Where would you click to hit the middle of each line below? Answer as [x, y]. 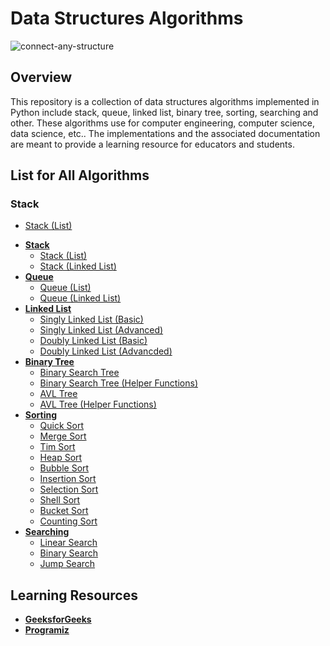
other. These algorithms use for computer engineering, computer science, [163, 123]
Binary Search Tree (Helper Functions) [118, 383]
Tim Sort [57, 447]
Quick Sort [62, 426]
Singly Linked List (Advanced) [101, 330]
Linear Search [68, 543]
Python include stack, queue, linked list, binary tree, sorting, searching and [164, 112]
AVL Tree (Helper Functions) [98, 404]
